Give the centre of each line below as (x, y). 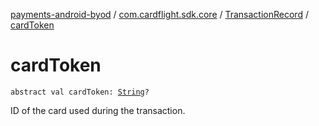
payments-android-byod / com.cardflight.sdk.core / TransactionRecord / (159, 14)
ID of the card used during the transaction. (98, 110)
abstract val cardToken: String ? (80, 92)
